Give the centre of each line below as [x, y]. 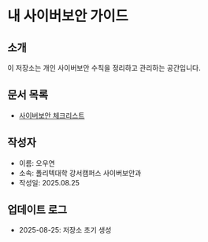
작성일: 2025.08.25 [49, 182]
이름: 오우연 [37, 163]
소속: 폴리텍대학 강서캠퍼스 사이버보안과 [80, 173]
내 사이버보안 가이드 [68, 16]
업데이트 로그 [37, 210]
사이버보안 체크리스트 [52, 115]
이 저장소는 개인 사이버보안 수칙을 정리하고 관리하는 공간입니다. [104, 68]
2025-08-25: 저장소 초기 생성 [65, 230]
